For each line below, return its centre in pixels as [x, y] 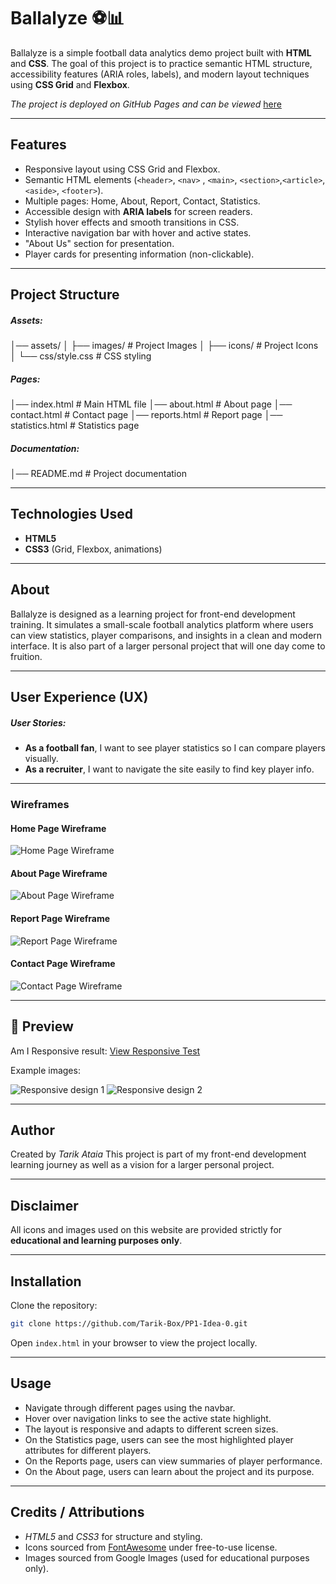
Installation [46, 1281]
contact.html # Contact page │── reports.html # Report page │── [146, 415]
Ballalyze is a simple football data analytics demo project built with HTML [161, 52]
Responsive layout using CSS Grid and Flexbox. [122, 169]
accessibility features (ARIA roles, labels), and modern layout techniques [160, 74]
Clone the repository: [54, 1306]
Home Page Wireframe [58, 828]
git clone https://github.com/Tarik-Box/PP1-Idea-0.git [129, 1324]
